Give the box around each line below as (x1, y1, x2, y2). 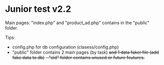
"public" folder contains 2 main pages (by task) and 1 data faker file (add (12, 49, 160, 55)
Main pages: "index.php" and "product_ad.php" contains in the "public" (5, 20, 150, 26)
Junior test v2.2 (5, 3, 71, 15)
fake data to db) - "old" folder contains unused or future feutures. (12, 54, 145, 60)
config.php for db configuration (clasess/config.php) (12, 44, 119, 50)
